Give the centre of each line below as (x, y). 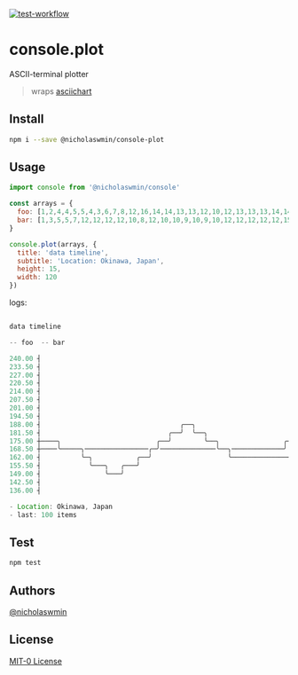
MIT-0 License (35, 661)
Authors (32, 590)
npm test (25, 563)
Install (27, 119)
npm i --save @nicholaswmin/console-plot (87, 139)
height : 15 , (39, 269)
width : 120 (37, 278)
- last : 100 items (43, 514)
